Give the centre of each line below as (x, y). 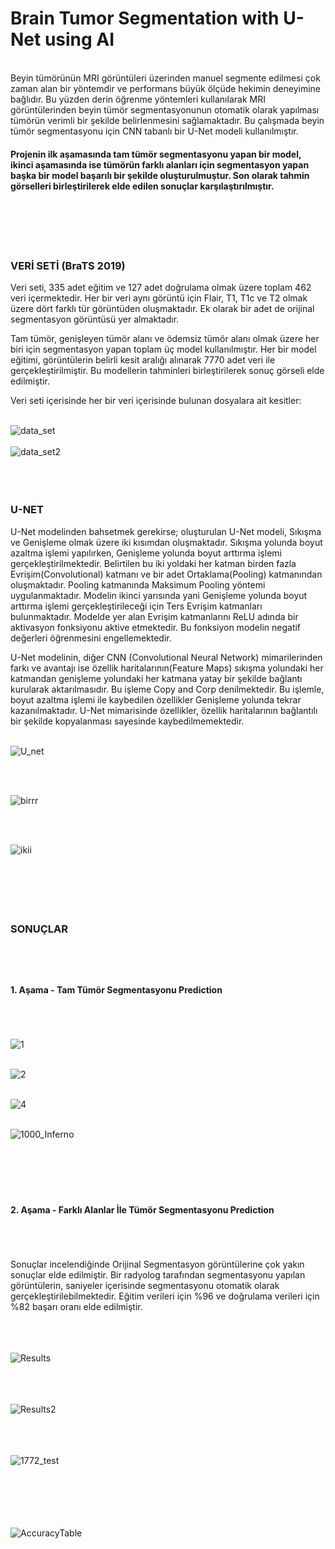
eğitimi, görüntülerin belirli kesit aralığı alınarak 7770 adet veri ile (143, 360)
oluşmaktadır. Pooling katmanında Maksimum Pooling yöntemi (138, 584)
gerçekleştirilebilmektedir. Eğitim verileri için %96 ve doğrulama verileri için (165, 1296)
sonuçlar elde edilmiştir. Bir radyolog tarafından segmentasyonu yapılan (158, 1275)
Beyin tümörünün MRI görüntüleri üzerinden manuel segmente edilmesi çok (165, 78)
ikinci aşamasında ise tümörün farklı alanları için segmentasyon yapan (160, 164)
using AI (79, 39)
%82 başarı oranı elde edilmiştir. (76, 1307)
